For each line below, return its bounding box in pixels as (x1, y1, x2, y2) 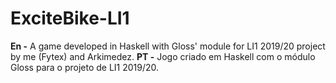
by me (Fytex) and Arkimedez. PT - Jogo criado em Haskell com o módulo (10, 50, 316, 62)
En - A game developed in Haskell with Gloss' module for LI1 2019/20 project (10, 40, 326, 52)
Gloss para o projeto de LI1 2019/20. (10, 61, 160, 73)
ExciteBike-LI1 (10, 7, 130, 30)
